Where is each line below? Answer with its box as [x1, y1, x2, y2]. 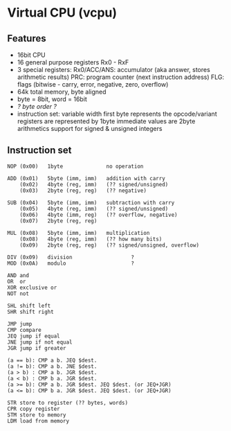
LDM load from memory [7, 417, 70, 424]
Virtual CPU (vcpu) [7, 5, 118, 21]
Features [7, 33, 46, 44]
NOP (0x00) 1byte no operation [7, 163, 144, 170]
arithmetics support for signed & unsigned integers [17, 125, 163, 132]
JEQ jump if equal [7, 333, 60, 340]
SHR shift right [7, 308, 54, 315]
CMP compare [7, 326, 41, 333]
